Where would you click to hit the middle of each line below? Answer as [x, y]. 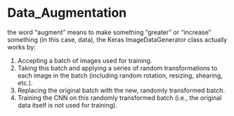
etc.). [25, 82]
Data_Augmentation [67, 13]
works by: [22, 47]
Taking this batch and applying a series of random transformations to [117, 68]
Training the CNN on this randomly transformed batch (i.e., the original [119, 97]
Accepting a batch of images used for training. [85, 60]
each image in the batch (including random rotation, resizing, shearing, [120, 75]
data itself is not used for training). [67, 105]
